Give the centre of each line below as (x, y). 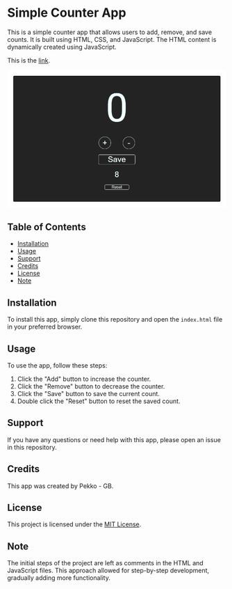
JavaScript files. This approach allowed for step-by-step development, (108, 571)
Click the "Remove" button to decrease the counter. (91, 386)
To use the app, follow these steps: (57, 366)
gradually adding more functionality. (59, 578)
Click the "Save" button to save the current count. (88, 394)
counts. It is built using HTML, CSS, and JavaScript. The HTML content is (112, 39)
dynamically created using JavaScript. (62, 47)
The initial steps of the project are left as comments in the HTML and (105, 563)
